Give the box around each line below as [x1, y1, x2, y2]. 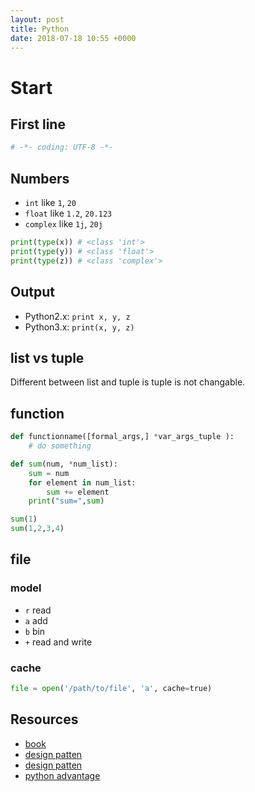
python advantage [24, 769, 101, 781]
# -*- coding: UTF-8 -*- [10, 142, 114, 153]
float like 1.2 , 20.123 [24, 207, 113, 220]
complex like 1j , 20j [24, 218, 103, 230]
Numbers [10, 170, 70, 187]
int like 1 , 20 [24, 197, 77, 209]
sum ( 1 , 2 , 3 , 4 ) [10, 524, 65, 534]
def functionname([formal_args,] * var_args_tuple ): [10, 432, 235, 442]
